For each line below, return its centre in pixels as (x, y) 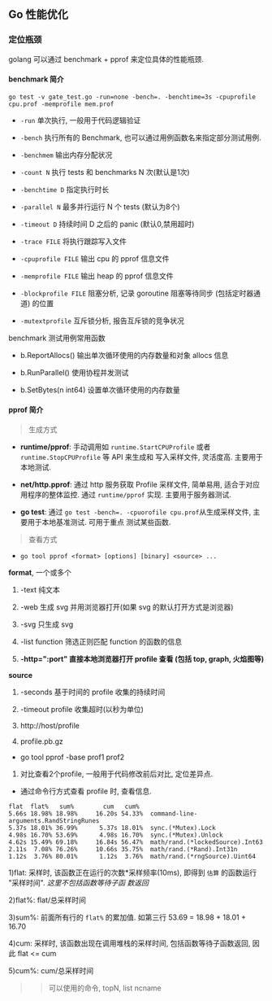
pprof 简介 (26, 410)
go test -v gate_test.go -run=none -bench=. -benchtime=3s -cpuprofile (132, 97)
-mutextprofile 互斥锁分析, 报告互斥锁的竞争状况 (102, 321)
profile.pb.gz (41, 741)
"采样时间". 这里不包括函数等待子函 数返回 (78, 883)
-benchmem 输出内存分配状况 (66, 155)
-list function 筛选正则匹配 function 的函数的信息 (101, 642)
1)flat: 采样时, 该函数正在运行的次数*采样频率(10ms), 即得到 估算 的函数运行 (133, 872)
